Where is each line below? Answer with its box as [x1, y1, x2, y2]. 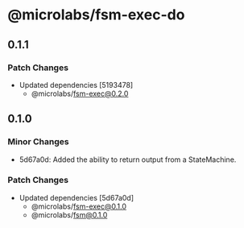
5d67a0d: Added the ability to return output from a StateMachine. [19, 155, 237, 164]
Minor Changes [7, 136, 69, 147]
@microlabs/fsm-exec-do [7, 6, 185, 24]
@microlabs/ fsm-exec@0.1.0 [31, 201, 126, 211]
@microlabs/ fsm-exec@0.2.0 [31, 89, 129, 98]
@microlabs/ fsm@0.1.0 [31, 209, 108, 219]
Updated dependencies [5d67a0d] [19, 193, 134, 202]
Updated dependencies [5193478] [19, 80, 134, 89]
